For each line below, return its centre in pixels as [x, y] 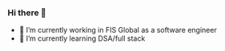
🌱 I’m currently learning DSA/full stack [82, 38]
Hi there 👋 [27, 13]
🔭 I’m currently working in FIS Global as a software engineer [118, 30]
